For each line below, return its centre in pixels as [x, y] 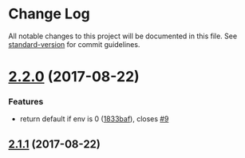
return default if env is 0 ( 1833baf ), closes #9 [94, 119]
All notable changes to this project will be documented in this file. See [123, 36]
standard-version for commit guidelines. [74, 44]
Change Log [49, 14]
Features [26, 102]
